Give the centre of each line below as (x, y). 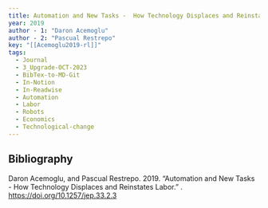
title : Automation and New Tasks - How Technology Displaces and (121, 16)
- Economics (35, 120)
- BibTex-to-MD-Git (48, 75)
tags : (17, 53)
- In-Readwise (39, 90)
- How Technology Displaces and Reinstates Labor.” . (96, 186)
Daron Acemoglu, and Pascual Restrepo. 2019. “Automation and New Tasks (132, 178)
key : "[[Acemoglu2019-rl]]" (55, 45)
